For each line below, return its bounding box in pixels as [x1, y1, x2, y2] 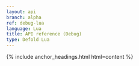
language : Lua [6, 25, 42, 32]
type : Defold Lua [6, 37, 50, 43]
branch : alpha [6, 14, 42, 20]
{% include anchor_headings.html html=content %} [6, 53, 134, 60]
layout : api [6, 8, 36, 15]
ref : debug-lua [6, 20, 45, 26]
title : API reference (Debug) [6, 31, 82, 37]
